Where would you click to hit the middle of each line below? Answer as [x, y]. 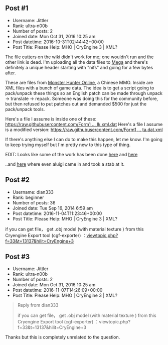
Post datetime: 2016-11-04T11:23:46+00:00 [57, 213]
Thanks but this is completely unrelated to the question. [63, 337]
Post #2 [18, 180]
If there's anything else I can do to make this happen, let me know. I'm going [84, 139]
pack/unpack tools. [25, 109]
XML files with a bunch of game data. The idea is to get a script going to [80, 88]
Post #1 [17, 8]
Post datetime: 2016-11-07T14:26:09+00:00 [57, 290]
